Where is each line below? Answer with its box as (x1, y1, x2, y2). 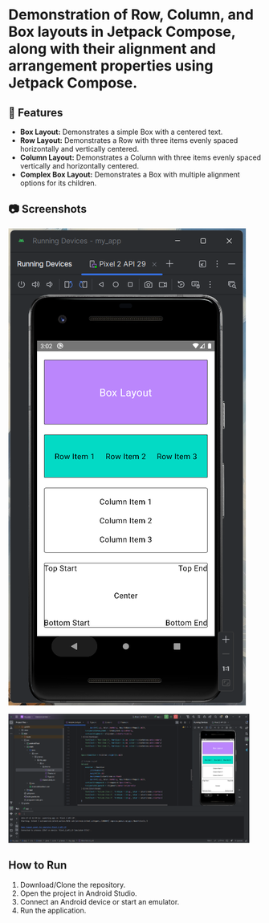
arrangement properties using (8, 57, 214, 75)
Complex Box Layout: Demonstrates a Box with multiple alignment (19, 170, 241, 179)
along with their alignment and (8, 40, 217, 58)
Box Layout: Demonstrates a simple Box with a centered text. (19, 127, 223, 136)
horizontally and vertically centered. (19, 144, 139, 153)
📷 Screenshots (8, 202, 87, 216)
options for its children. (19, 178, 97, 188)
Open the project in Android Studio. (19, 888, 138, 898)
